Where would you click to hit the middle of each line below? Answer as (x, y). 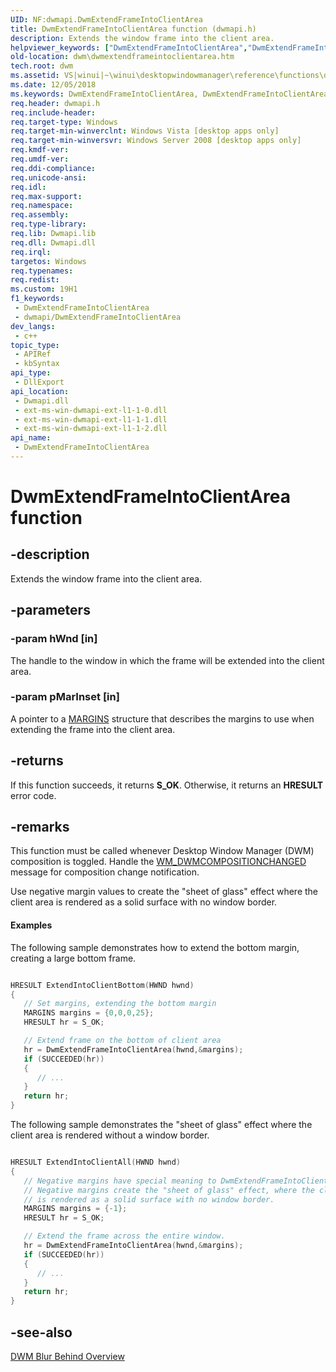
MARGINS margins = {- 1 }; (75, 1209)
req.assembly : (40, 215)
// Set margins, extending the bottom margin (120, 1004)
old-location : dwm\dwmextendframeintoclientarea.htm (122, 57)
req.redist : (35, 280)
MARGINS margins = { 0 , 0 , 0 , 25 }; (89, 1013)
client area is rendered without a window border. (110, 1135)
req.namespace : (42, 206)
